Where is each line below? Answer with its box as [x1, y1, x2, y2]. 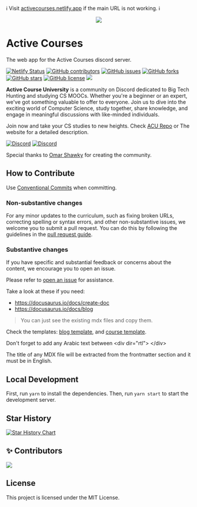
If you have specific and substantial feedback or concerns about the [6, 259, 172, 266]
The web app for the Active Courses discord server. [6, 56, 132, 63]
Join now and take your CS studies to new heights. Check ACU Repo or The [6, 122, 190, 129]
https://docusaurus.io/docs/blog [14, 305, 94, 313]
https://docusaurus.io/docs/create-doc [14, 299, 110, 306]
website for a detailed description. [6, 128, 89, 135]
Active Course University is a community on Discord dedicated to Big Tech [6, 86, 189, 93]
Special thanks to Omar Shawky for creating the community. [6, 151, 152, 158]
